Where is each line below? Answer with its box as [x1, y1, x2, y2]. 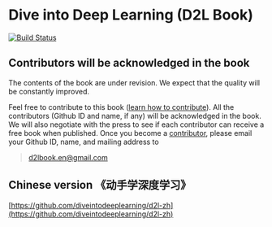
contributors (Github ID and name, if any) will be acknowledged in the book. [8, 111, 261, 120]
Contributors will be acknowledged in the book [8, 56, 250, 70]
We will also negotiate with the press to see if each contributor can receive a [8, 120, 265, 129]
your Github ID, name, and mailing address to [8, 137, 160, 146]
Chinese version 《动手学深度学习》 [8, 178, 192, 192]
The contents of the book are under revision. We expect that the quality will [8, 77, 261, 87]
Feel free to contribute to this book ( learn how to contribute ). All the [8, 102, 235, 111]
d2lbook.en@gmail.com [28, 152, 108, 162]
